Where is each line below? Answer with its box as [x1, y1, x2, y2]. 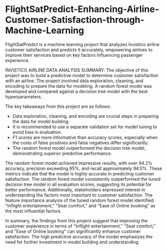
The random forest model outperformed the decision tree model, [12, 145, 146, 151]
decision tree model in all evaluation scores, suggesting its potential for [5, 181, 152, 187]
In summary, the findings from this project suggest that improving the [5, 217, 148, 223]
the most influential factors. [5, 208, 61, 214]
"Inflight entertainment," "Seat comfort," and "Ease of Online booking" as [5, 202, 156, 208]
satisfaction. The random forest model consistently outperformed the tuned [5, 176, 161, 182]
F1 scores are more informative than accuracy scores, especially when [12, 134, 158, 140]
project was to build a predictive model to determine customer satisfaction [5, 72, 158, 78]
